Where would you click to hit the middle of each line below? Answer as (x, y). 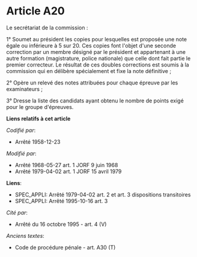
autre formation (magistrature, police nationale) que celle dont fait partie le (98, 58)
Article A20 (35, 11)
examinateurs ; (25, 89)
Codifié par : (21, 130)
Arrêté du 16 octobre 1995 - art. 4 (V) (61, 224)
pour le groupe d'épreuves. (40, 107)
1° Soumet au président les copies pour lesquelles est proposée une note (97, 39)
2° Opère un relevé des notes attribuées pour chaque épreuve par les (92, 83)
